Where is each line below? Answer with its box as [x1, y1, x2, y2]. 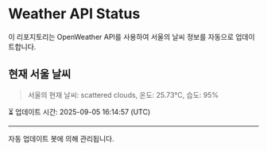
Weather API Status [8, 5, 141, 23]
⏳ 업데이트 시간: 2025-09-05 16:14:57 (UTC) [8, 106, 151, 116]
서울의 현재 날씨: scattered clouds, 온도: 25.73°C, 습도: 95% [27, 90, 219, 99]
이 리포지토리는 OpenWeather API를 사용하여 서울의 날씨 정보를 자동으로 [8, 32, 234, 41]
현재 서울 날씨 [8, 68, 72, 81]
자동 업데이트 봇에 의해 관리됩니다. [8, 134, 114, 143]
